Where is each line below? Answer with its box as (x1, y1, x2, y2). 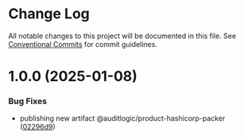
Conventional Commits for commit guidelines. (8, 39, 157, 48)
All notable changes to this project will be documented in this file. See (8, 31, 237, 41)
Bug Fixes (8, 96, 48, 107)
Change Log (8, 5, 90, 23)
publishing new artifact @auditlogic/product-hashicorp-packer (19, 114, 226, 123)
